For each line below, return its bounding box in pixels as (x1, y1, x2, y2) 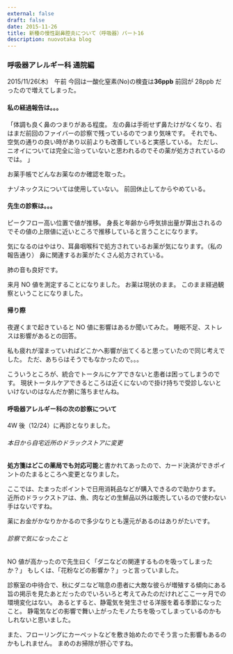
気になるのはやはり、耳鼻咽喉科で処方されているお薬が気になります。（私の (7, 241, 223, 250)
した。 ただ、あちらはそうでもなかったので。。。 (7, 356, 143, 364)
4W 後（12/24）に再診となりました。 (7, 422, 114, 430)
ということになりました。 (13, 289, 87, 297)
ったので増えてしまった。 (7, 86, 80, 95)
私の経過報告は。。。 (7, 104, 63, 112)
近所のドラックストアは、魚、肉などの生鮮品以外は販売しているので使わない (7, 493, 227, 502)
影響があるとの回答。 (19, 332, 81, 340)
